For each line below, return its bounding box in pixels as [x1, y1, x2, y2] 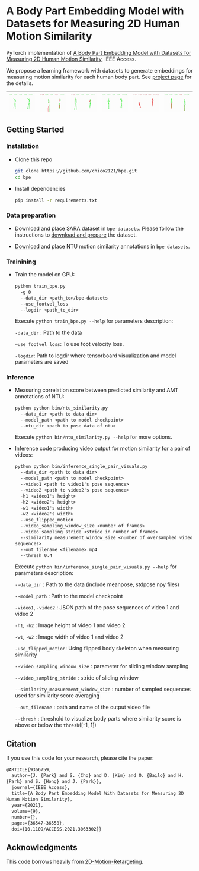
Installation [6, 142, 40, 150]
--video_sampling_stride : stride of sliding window [14, 674, 139, 681]
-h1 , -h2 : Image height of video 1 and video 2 [14, 622, 126, 629]
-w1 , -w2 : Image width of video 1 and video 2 [14, 633, 124, 640]
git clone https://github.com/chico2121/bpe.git [14, 168, 137, 174]
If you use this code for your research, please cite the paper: [6, 754, 154, 762]
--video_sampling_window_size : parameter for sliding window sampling [14, 663, 189, 670]
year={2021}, [11, 803, 44, 809]
